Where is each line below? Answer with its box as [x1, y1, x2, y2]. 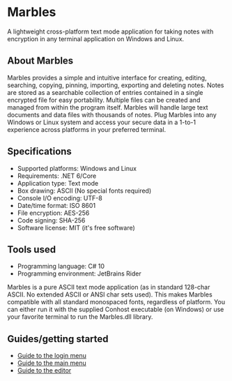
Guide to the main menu [17, 359, 87, 367]
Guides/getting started [7, 333, 109, 345]
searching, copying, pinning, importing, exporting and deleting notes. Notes [7, 81, 224, 89]
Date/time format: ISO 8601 [17, 201, 96, 209]
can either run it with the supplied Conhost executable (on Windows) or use [7, 305, 224, 314]
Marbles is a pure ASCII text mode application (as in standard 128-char [7, 283, 210, 292]
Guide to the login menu [17, 352, 87, 360]
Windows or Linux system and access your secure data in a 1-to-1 [7, 118, 196, 126]
